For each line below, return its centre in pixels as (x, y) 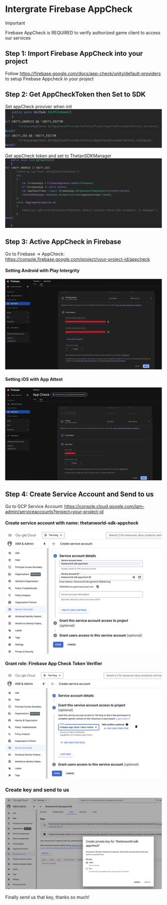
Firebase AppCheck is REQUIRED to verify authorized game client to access (83, 32)
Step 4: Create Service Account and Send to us (80, 494)
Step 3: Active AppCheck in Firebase (63, 242)
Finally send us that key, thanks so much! (47, 897)
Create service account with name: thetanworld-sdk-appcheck (72, 523)
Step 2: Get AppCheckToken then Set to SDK (75, 94)
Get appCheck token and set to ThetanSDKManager (58, 156)
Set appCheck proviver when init (39, 106)
